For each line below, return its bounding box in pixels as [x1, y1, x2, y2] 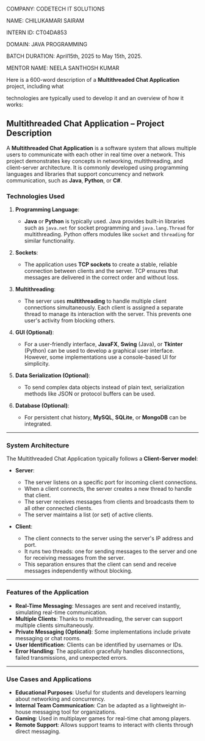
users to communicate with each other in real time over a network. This [6, 151, 185, 158]
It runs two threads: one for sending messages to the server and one [24, 548, 197, 555]
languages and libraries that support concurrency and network [6, 170, 164, 178]
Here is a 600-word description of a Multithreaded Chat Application [6, 76, 180, 83]
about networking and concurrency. [15, 695, 106, 703]
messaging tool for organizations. [32, 708, 117, 715]
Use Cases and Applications [6, 674, 92, 683]
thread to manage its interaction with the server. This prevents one [24, 311, 192, 318]
